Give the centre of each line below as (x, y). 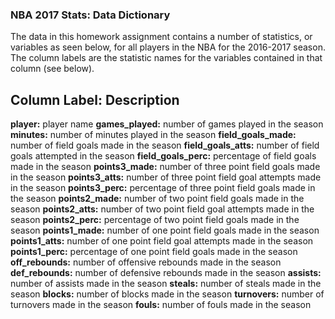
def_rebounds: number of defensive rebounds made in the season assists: (166, 273)
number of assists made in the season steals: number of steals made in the (166, 284)
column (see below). (52, 69)
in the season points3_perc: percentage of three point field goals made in (163, 188)
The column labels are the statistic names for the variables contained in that (166, 58)
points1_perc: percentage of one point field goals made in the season (154, 252)
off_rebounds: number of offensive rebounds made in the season (146, 262)
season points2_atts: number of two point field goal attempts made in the (162, 209)
